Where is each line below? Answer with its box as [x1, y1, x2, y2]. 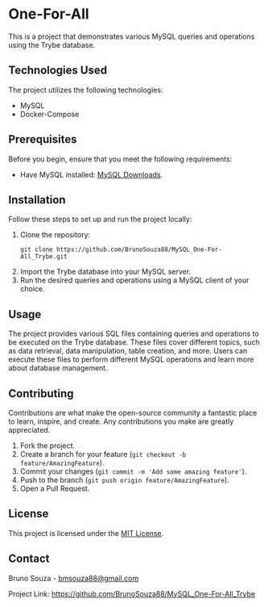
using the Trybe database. [8, 40, 96, 49]
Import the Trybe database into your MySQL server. [19, 267, 192, 277]
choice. [19, 284, 46, 294]
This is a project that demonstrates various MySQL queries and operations [8, 31, 255, 41]
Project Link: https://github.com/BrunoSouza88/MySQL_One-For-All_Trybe [8, 588, 256, 598]
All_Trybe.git [19, 253, 68, 261]
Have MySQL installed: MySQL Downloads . [19, 170, 163, 179]
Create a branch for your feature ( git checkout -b [19, 450, 187, 458]
